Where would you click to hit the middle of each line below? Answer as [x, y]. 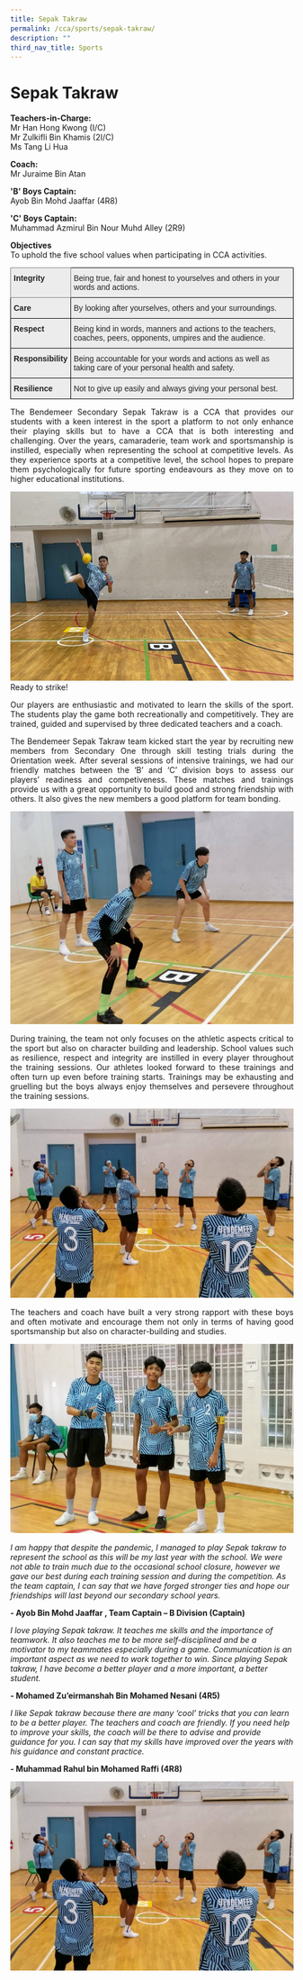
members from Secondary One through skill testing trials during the [152, 751]
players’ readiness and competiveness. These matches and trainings [152, 780]
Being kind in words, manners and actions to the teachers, [175, 329]
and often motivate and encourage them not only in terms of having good [152, 1322]
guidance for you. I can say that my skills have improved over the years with [152, 1742]
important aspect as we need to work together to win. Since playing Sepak [149, 1659]
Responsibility [41, 359]
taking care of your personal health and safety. [154, 368]
